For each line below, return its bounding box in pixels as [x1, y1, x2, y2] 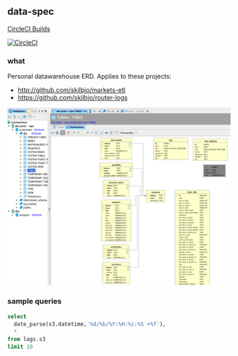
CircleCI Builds [7, 24, 51, 33]
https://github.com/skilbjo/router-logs [17, 94, 128, 102]
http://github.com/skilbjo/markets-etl [17, 86, 126, 94]
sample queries [7, 296, 62, 306]
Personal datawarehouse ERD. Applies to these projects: [7, 72, 172, 81]
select [7, 313, 27, 321]
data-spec [7, 6, 55, 18]
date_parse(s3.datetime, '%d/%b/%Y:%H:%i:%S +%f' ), [13, 321, 166, 328]
